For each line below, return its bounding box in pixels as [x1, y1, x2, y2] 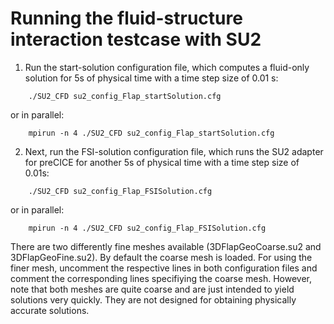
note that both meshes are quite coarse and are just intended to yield [10, 283, 295, 295]
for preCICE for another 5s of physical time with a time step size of [24, 156, 300, 168]
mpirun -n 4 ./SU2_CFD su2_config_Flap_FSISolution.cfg [28, 223, 267, 233]
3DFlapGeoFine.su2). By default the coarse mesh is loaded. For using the [10, 251, 313, 263]
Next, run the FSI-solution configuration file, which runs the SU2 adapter [24, 145, 324, 157]
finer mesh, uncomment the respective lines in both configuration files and [10, 262, 318, 274]
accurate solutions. [10, 304, 90, 316]
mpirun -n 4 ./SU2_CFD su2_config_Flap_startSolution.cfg [28, 128, 275, 138]
